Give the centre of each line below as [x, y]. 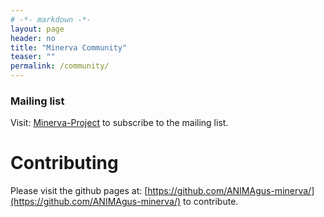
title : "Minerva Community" [69, 47]
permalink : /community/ [60, 66]
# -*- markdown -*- [51, 19]
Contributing [64, 163]
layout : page [37, 29]
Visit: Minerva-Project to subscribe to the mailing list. [119, 123]
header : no [33, 38]
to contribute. [211, 202]
